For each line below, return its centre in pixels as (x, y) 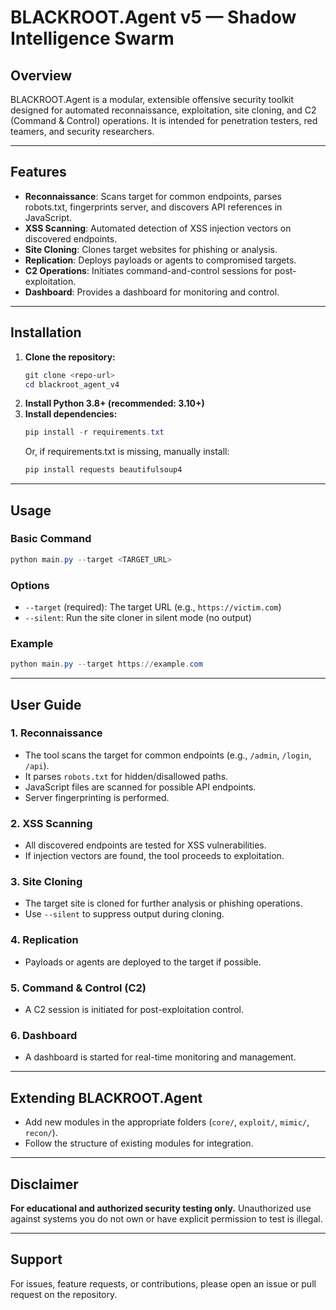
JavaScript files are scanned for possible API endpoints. (140, 787)
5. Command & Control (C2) (78, 988)
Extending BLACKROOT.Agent (106, 1097)
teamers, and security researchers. (82, 131)
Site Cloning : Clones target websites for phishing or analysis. (151, 249)
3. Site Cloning (46, 882)
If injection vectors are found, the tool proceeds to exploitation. (154, 856)
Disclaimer (44, 1184)
